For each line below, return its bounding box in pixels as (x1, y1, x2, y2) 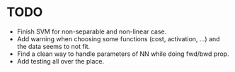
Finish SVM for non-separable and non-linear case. (16, 27, 167, 36)
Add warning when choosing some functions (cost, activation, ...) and (16, 34, 220, 43)
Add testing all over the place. (16, 57, 104, 65)
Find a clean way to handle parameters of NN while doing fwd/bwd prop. (16, 50, 229, 58)
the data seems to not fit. (16, 42, 91, 50)
